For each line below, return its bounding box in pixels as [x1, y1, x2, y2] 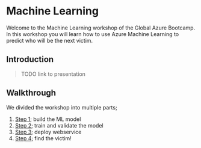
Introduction [6, 54, 54, 64]
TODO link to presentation [20, 70, 86, 78]
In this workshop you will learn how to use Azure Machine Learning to [6, 30, 179, 37]
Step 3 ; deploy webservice [14, 128, 82, 135]
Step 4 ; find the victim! [14, 134, 72, 142]
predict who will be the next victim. [6, 37, 93, 44]
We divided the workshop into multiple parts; [6, 103, 117, 111]
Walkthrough [6, 88, 56, 98]
